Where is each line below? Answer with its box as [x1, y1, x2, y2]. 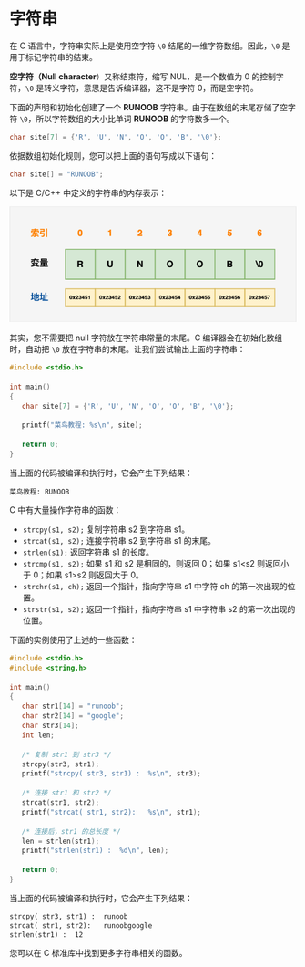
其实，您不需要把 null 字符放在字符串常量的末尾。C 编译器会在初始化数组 [9, 332, 283, 343]
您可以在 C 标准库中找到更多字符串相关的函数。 [9, 947, 188, 958]
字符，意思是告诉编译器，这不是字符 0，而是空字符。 [59, 82, 259, 93]
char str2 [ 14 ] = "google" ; [21, 712, 125, 721]
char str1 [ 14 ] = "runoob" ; [21, 702, 125, 712]
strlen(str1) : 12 [9, 930, 84, 940]
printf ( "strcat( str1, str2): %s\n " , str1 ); [21, 807, 202, 816]
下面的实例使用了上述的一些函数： [9, 634, 137, 645]
